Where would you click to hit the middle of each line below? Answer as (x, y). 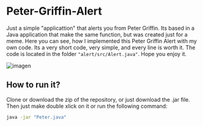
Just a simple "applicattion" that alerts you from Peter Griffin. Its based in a (101, 28)
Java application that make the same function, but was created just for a (97, 34)
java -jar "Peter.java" (37, 117)
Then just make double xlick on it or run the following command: (87, 106)
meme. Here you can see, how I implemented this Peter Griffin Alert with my (101, 41)
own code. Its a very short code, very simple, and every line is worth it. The (101, 47)
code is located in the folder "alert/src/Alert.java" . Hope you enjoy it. (97, 54)
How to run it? (34, 85)
